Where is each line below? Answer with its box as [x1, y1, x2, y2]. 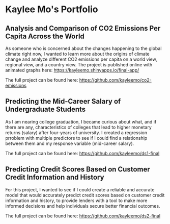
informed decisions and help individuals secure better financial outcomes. [5, 203, 160, 209]
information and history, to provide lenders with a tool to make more [5, 197, 148, 204]
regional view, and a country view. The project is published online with [5, 62, 153, 67]
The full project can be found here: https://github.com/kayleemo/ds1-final [5, 150, 160, 156]
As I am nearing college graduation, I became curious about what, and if [5, 118, 157, 125]
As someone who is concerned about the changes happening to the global [5, 45, 162, 52]
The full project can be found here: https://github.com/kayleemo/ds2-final [5, 213, 161, 219]
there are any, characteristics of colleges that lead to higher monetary [5, 124, 152, 130]
